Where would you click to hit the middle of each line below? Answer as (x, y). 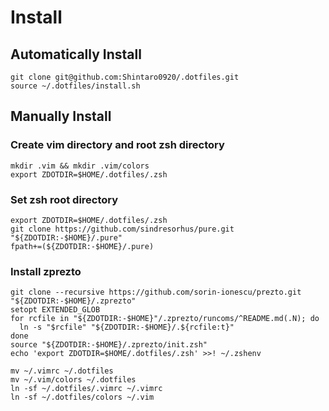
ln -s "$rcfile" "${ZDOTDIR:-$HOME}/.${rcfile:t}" (127, 327)
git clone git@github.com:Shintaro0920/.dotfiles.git (125, 77)
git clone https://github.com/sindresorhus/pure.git (122, 229)
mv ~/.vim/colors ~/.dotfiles (73, 380)
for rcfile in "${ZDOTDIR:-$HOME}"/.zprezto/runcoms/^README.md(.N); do (165, 319)
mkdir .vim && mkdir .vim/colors (80, 166)
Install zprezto (46, 271)
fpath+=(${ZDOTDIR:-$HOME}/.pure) (82, 246)
